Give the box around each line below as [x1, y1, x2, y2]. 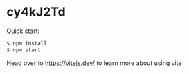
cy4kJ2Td [6, 4, 66, 20]
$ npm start [6, 46, 41, 53]
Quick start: [6, 27, 39, 35]
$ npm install [6, 40, 48, 47]
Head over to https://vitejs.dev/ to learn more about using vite [6, 59, 182, 67]
